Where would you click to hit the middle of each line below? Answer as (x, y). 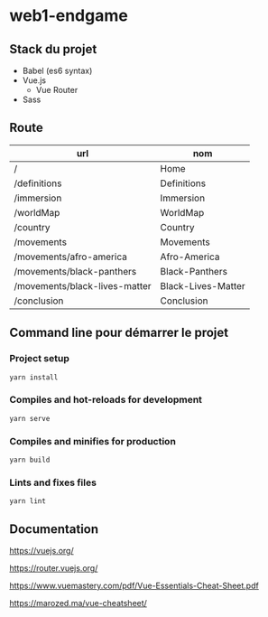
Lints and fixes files (53, 482)
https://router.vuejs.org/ (54, 568)
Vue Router (57, 90)
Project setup (39, 359)
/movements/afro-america (71, 257)
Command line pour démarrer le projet (119, 333)
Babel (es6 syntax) (57, 70)
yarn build (30, 460)
